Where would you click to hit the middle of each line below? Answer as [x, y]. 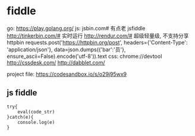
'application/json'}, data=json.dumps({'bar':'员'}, [66, 50]
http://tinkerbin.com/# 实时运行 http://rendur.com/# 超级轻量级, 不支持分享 [98, 35]
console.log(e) [36, 122]
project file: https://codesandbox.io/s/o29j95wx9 [67, 74]
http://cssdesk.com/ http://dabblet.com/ [56, 62]
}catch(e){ [20, 117]
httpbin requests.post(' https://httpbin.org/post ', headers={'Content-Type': [97, 42]
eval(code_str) [36, 112]
